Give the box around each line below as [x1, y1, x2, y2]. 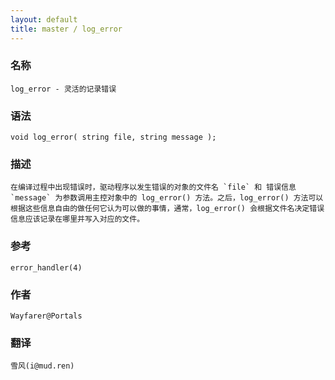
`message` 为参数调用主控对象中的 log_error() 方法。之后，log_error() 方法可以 [10, 193, 324, 203]
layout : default [10, 14, 78, 25]
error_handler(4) [10, 262, 83, 273]
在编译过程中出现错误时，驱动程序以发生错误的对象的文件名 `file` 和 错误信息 [10, 182, 297, 193]
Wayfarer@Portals [10, 311, 83, 321]
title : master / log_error [10, 24, 123, 34]
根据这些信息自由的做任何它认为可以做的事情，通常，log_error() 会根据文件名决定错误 [10, 204, 325, 214]
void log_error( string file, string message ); [10, 132, 217, 143]
